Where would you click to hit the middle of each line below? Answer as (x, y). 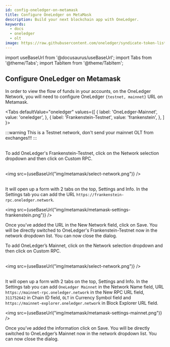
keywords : (16, 24)
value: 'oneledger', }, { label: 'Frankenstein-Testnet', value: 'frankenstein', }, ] (85, 117)
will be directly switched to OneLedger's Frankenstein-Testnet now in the (81, 230)
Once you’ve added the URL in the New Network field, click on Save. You (81, 225)
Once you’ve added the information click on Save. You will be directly (78, 328)
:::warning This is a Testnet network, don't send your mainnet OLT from (79, 132)
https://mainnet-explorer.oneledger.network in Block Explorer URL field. (82, 303)
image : (12, 43)
